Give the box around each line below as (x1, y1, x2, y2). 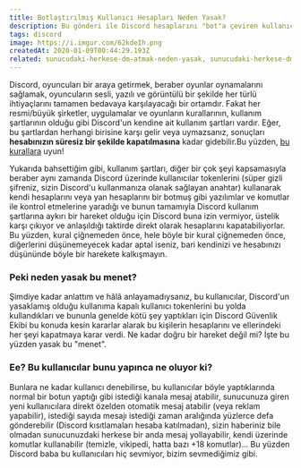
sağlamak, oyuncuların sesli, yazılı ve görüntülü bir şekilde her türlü (9, 89, 257, 99)
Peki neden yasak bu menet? (9, 270, 137, 283)
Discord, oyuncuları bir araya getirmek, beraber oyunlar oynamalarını (9, 80, 263, 89)
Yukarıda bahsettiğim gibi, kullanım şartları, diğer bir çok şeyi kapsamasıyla (9, 163, 287, 174)
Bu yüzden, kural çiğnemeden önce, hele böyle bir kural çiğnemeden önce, (9, 230, 287, 240)
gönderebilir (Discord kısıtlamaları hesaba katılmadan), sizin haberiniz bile (9, 420, 281, 430)
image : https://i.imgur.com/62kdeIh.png (9, 38, 163, 47)
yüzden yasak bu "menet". (9, 339, 107, 350)
